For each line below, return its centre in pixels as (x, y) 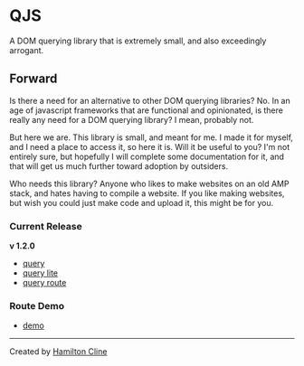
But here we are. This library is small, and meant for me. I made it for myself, (152, 137)
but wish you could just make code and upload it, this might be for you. (142, 202)
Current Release (46, 226)
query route (44, 283)
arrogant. (27, 50)
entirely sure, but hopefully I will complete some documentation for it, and (147, 156)
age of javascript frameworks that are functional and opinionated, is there (146, 110)
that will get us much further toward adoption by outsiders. (119, 166)
